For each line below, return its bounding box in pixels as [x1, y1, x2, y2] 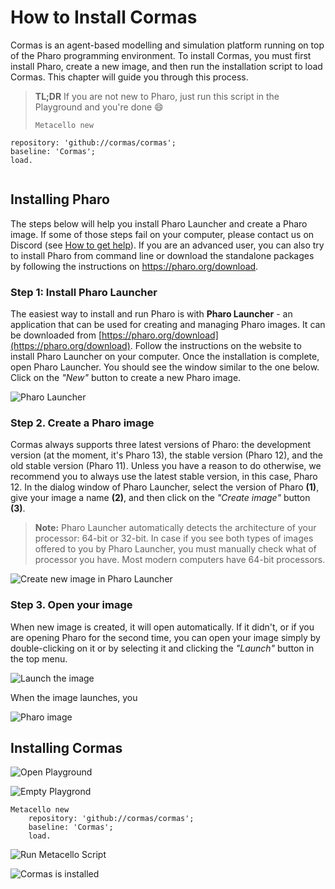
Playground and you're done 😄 [34, 101, 164, 113]
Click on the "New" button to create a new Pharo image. [10, 372, 242, 384]
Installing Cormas [10, 740, 123, 757]
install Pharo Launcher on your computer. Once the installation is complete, [10, 351, 320, 363]
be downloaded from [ [10, 329, 103, 341]
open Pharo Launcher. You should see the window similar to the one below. [10, 361, 320, 373]
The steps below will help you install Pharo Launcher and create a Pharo [10, 217, 308, 230]
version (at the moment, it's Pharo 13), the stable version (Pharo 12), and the [10, 449, 323, 461]
